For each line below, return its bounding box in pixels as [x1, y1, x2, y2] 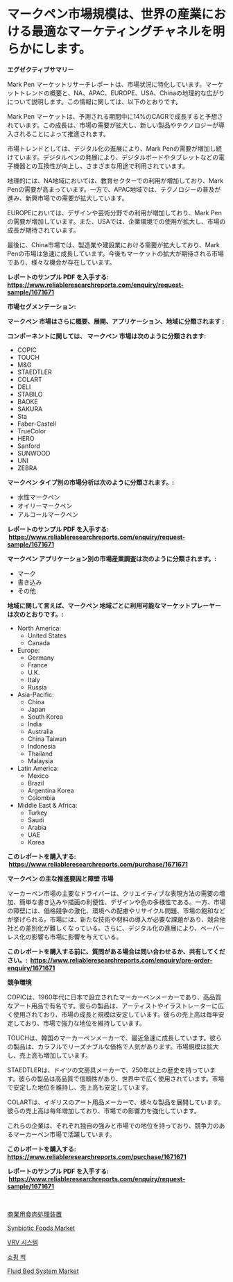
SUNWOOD [17, 449, 51, 457]
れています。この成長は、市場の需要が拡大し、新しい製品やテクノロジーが [7, 121, 219, 129]
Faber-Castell [17, 419, 57, 428]
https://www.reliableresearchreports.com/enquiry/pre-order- [30, 956, 213, 964]
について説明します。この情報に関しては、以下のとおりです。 [7, 97, 182, 106]
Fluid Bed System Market [7, 1267, 79, 1275]
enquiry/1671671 [7, 963, 55, 972]
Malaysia [27, 756, 53, 765]
